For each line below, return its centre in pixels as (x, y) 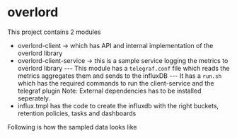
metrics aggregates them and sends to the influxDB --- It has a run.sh (120, 76)
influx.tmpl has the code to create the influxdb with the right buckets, (118, 105)
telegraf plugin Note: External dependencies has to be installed (109, 91)
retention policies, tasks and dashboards (77, 113)
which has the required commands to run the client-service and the (116, 83)
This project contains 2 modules (54, 32)
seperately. (34, 98)
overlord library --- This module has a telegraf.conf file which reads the (123, 68)
